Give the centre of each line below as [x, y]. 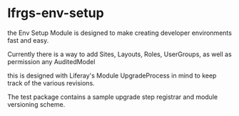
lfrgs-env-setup [56, 13]
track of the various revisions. [51, 83]
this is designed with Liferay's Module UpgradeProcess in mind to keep [112, 75]
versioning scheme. [36, 104]
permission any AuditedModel [51, 61]
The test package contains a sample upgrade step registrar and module [113, 97]
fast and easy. [28, 40]
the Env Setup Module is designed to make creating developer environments [119, 33]
